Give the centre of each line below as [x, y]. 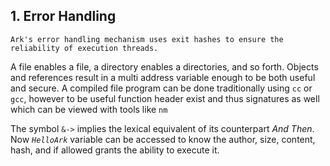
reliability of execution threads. [84, 48]
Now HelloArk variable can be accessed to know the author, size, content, [163, 139]
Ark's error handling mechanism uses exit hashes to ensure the [147, 39]
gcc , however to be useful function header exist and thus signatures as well [165, 98]
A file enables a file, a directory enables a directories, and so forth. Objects [164, 66]
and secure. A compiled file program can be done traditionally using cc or [161, 88]
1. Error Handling [63, 16]
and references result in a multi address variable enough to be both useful [163, 77]
